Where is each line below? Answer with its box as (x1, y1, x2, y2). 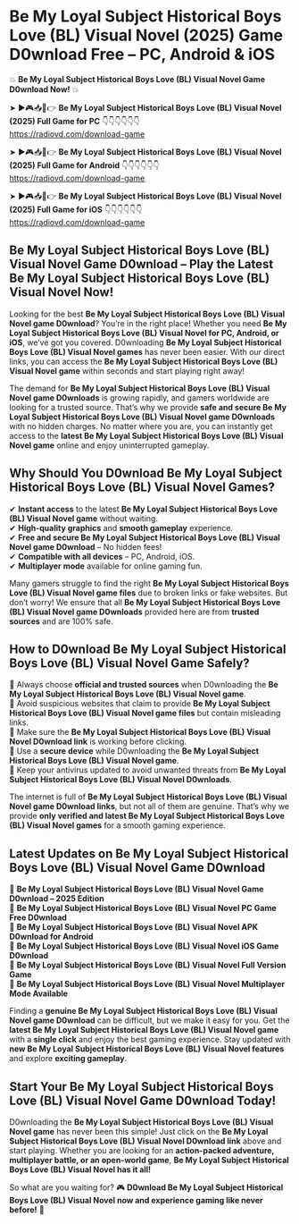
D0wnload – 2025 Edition (9, 893, 104, 904)
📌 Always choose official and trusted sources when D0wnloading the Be (9, 680, 278, 690)
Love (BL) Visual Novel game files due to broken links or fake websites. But (9, 587, 288, 598)
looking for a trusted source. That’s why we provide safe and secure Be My (9, 401, 287, 412)
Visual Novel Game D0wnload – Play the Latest (9, 257, 274, 272)
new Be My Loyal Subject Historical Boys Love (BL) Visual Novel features (9, 1043, 285, 1054)
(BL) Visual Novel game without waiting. (9, 512, 159, 524)
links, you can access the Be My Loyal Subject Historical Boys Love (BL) (9, 356, 278, 367)
